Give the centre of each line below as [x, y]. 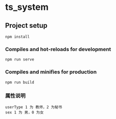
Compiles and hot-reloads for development [58, 49]
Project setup [27, 26]
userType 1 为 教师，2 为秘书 [34, 107]
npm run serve [20, 59]
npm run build [20, 82]
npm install [17, 37]
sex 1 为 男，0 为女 [24, 112]
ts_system [27, 7]
